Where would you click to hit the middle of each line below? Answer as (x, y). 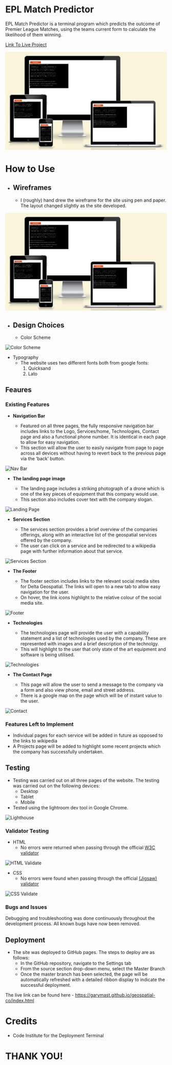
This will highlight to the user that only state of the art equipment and (93, 649)
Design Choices (39, 325)
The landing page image (39, 478)
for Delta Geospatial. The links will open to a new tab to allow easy (90, 586)
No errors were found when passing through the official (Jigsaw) (89, 878)
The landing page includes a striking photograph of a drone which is (92, 488)
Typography (26, 357)
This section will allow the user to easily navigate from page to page (92, 447)
